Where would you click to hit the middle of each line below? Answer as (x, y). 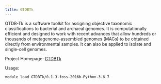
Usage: (12, 68)
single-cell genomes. (26, 49)
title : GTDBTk (19, 9)
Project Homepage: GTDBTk (33, 58)
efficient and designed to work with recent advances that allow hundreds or (81, 34)
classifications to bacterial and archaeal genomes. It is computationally (76, 28)
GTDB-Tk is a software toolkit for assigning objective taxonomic (69, 23)
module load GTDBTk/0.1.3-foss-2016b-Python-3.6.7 (57, 77)
